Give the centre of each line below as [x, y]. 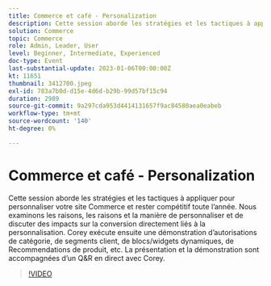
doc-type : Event [35, 61]
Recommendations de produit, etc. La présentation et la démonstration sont [134, 249]
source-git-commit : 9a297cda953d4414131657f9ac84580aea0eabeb [115, 106]
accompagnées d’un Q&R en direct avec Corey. [87, 258]
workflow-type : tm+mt [45, 114]
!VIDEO [40, 273]
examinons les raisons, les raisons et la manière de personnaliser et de [126, 215]
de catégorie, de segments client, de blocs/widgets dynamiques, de [121, 241]
